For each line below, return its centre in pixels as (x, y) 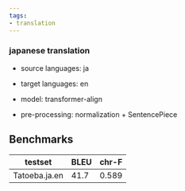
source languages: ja (55, 68)
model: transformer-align (61, 99)
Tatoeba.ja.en (39, 175)
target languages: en (54, 84)
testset (38, 162)
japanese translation (50, 51)
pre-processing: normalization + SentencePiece (99, 114)
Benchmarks (41, 140)
